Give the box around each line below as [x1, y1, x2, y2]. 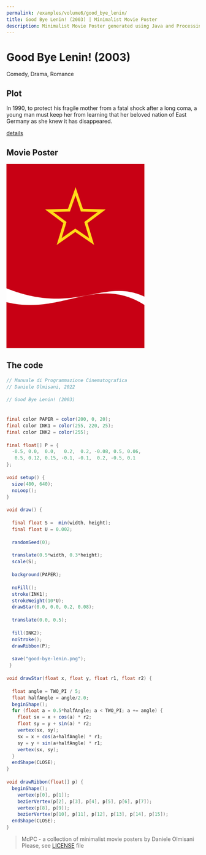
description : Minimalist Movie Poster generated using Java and [6, 23, 174, 29]
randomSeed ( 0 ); [12, 539, 51, 545]
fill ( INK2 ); [12, 630, 43, 636]
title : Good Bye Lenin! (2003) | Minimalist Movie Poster [6, 16, 158, 23]
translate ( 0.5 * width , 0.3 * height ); [12, 552, 103, 558]
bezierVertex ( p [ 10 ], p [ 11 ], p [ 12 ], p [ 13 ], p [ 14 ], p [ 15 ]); [17, 811, 169, 818]
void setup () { [6, 474, 45, 480]
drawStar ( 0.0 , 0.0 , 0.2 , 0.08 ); [12, 604, 95, 611]
